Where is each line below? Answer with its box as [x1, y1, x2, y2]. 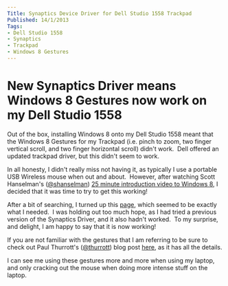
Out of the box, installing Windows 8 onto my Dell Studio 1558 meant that [7, 130, 214, 138]
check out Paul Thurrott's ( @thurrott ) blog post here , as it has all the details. [7, 243, 223, 251]
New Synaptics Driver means [7, 78, 176, 93]
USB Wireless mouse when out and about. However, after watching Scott [7, 173, 216, 181]
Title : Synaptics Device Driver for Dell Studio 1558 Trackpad [7, 10, 192, 17]
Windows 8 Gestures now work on [7, 93, 207, 109]
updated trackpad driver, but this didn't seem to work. [7, 152, 160, 160]
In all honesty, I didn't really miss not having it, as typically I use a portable [7, 165, 218, 173]
